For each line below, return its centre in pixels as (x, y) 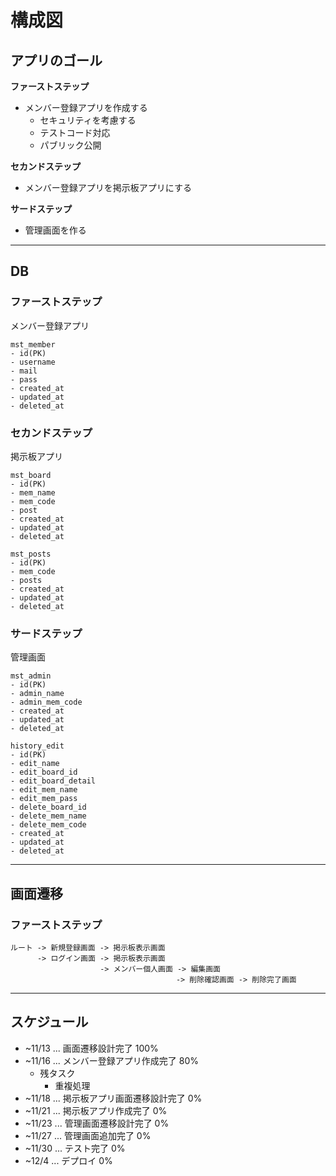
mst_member (33, 344)
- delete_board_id (48, 807)
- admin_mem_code (46, 702)
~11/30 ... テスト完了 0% (75, 1148)
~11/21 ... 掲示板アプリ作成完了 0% (96, 1110)
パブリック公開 (70, 145)
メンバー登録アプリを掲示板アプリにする (108, 187)
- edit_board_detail (53, 781)
